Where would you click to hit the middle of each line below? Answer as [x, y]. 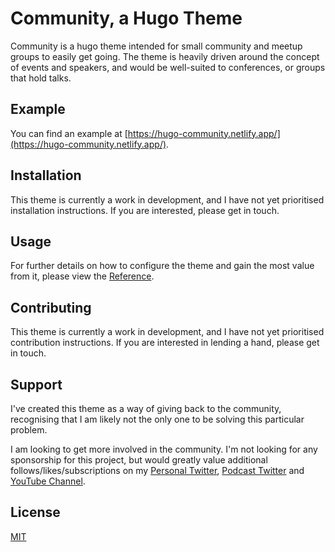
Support [36, 384]
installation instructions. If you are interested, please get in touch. [145, 210]
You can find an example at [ [69, 133]
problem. [29, 430]
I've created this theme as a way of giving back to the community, [146, 408]
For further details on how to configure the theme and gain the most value [162, 266]
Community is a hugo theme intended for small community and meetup [156, 46]
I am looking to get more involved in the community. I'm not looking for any [164, 449]
